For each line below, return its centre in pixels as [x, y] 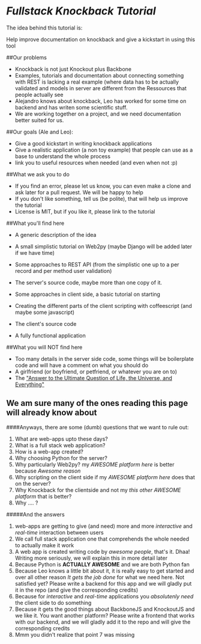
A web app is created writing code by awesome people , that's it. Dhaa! [102, 551]
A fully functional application [50, 336]
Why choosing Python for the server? [61, 458]
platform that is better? [43, 496]
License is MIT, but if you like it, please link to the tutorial [85, 211]
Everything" [30, 384]
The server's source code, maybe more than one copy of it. [88, 282]
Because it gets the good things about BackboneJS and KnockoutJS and [105, 609]
